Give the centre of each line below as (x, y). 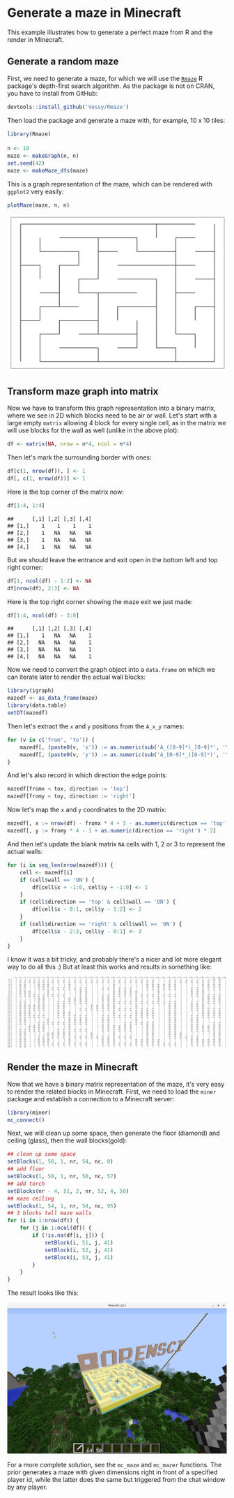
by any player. (27, 1487)
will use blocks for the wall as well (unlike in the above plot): (93, 430)
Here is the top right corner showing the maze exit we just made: (100, 601)
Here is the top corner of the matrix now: (65, 492)
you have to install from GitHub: (53, 93)
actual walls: (25, 851)
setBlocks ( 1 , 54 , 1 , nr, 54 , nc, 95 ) (62, 1206)
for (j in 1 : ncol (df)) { (56, 1228)
